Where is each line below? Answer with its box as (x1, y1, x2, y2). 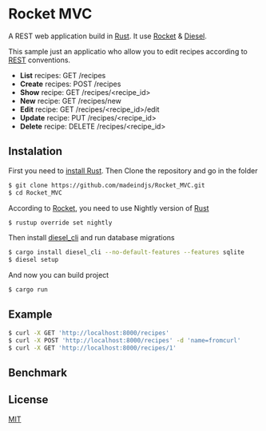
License (8, 393, 49, 407)
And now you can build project (8, 271, 109, 280)
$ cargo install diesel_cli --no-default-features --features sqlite (8, 248, 245, 256)
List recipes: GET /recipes (19, 70, 106, 80)
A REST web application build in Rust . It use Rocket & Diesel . (8, 31, 208, 41)
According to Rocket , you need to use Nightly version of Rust (8, 203, 209, 212)
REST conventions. (8, 55, 70, 65)
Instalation (8, 144, 62, 158)
